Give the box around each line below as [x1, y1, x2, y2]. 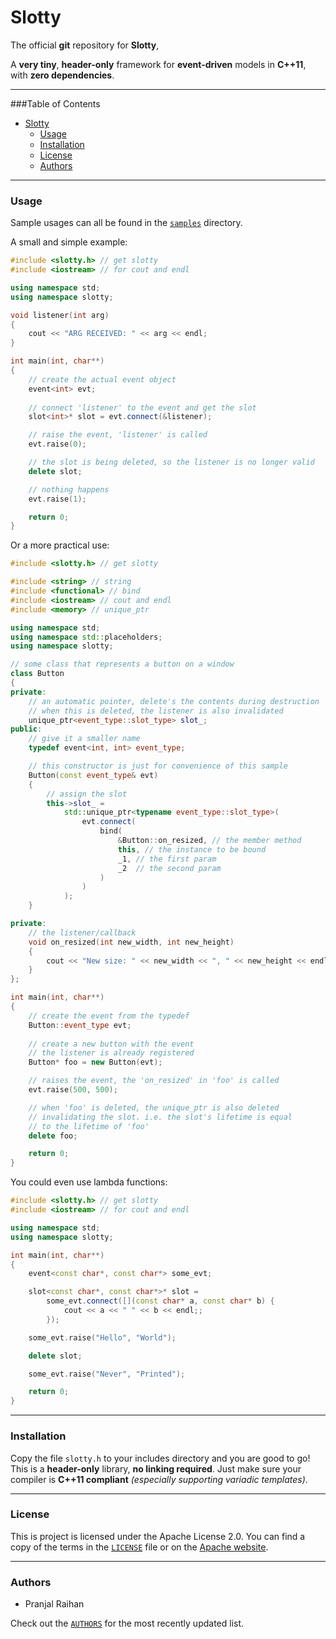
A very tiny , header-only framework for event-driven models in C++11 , [10, 58, 307, 70]
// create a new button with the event [28, 1039, 195, 1049]
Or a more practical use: [10, 539, 110, 551]
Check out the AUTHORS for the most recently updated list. [10, 1617, 245, 1630]
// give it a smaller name [28, 734, 141, 744]
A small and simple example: [10, 236, 128, 248]
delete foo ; [28, 1131, 78, 1141]
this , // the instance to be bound [117, 844, 267, 855]
